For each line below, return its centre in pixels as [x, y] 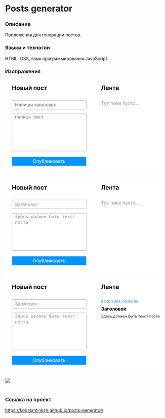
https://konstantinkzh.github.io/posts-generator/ [54, 410]
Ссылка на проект [28, 399]
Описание [18, 24]
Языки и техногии [28, 48]
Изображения [23, 71]
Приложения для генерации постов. [43, 35]
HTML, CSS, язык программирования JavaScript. [57, 58]
